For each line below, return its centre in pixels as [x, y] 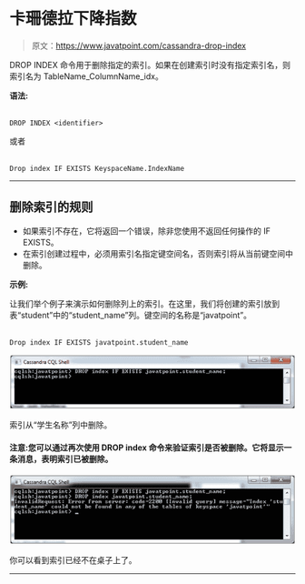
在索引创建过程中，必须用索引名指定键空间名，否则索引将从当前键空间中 [157, 253]
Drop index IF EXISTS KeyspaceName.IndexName [97, 168]
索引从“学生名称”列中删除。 [61, 425]
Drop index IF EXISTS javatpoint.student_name [99, 342]
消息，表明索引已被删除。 [65, 458]
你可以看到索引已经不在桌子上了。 [73, 560]
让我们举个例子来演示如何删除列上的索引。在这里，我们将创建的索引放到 [144, 303]
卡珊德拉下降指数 [74, 19]
